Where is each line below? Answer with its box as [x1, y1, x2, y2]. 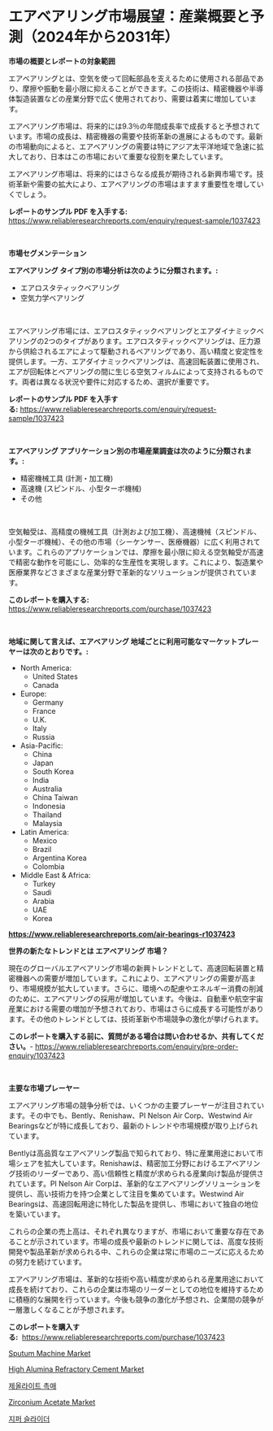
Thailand [32, 810, 63, 820]
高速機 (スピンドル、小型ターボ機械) [19, 483, 142, 493]
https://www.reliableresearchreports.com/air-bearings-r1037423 [8, 929, 236, 939]
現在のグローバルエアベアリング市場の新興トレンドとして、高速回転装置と [8, 963, 258, 972]
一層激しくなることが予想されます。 [8, 1304, 129, 1314]
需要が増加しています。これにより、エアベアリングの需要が [43, 973, 242, 983]
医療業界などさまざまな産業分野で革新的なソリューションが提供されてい [8, 567, 250, 577]
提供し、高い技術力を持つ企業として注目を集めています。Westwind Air [8, 1189, 245, 1198]
